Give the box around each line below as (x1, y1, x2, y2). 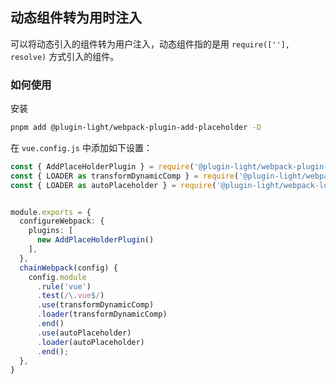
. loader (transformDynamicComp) (36, 309, 168, 320)
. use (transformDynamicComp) (36, 300, 155, 310)
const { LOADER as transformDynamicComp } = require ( (10, 171, 240, 181)
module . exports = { (10, 207, 92, 217)
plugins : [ (28, 226, 74, 236)
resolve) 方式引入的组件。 (10, 50, 120, 62)
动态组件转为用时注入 (10, 9, 142, 27)
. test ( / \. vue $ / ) (36, 291, 105, 301)
